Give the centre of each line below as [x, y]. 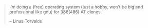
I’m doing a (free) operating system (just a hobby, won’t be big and [76, 7]
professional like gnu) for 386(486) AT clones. [55, 12]
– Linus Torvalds [26, 21]
